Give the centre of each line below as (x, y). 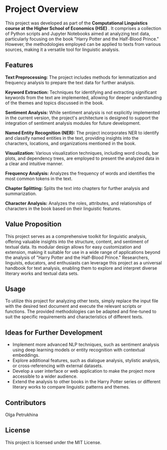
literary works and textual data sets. (42, 273)
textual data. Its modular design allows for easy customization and (73, 247)
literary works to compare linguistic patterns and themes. (71, 387)
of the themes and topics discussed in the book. (55, 103)
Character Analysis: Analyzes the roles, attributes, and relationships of (79, 203)
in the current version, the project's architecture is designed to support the (82, 118)
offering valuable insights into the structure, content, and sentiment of (77, 241)
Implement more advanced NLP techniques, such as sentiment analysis (86, 345)
